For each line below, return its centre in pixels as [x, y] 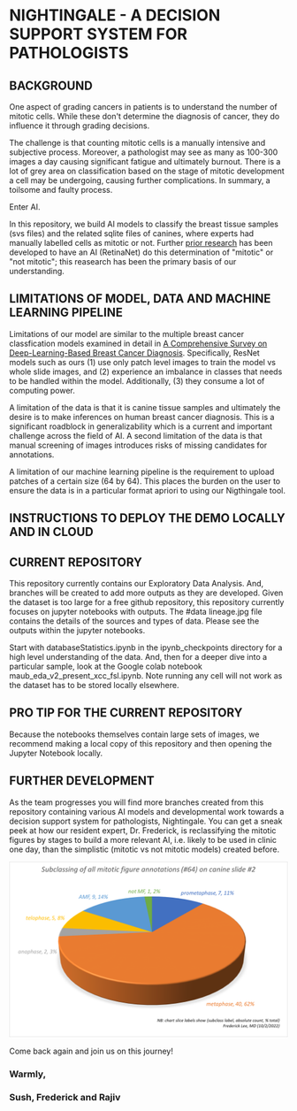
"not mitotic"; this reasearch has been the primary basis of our [123, 261]
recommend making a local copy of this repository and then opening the [141, 743]
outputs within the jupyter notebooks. [77, 631]
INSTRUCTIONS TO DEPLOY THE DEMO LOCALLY [147, 518]
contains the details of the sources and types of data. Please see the [134, 621]
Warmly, [28, 1074]
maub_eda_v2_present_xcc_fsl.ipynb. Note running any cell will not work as [146, 676]
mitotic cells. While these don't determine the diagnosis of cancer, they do [145, 116]
